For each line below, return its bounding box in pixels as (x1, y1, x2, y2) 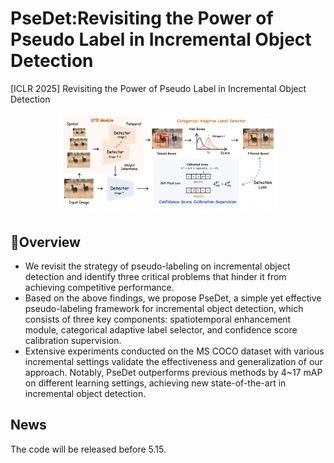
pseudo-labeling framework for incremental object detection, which (24, 302, 304, 314)
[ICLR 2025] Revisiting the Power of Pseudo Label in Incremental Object (10, 82, 307, 94)
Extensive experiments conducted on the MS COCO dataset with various (24, 345, 325, 357)
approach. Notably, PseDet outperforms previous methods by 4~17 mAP (24, 366, 323, 378)
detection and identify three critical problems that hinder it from (24, 270, 287, 282)
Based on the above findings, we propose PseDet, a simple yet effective (24, 292, 322, 304)
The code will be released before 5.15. (10, 443, 167, 455)
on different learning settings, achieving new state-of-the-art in (24, 377, 287, 389)
